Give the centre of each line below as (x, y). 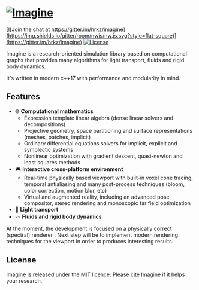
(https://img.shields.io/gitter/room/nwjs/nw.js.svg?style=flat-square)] (91, 35)
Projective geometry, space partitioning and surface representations (108, 130)
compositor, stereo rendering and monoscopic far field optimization (107, 203)
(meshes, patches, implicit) (57, 137)
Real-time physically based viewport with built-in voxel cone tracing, (108, 178)
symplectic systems (49, 149)
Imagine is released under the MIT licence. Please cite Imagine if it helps (96, 274)
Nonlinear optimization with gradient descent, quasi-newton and (103, 156)
